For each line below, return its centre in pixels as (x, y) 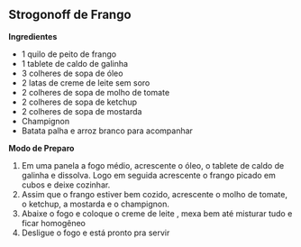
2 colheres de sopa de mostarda (82, 111)
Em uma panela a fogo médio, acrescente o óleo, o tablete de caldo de (153, 165)
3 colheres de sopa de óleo (72, 73)
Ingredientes (33, 36)
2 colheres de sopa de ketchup (79, 102)
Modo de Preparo (41, 148)
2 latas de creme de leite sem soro (86, 82)
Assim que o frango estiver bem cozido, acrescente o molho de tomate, (154, 194)
